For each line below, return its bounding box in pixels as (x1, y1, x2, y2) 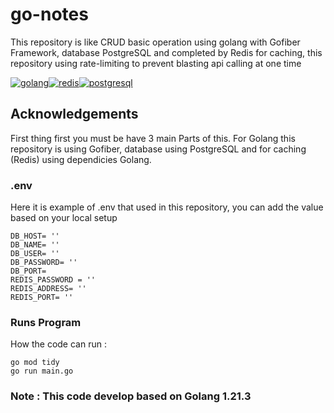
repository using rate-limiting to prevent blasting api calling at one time (10, 57, 302, 69)
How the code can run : (10, 338, 107, 350)
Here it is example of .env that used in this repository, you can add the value (10, 201, 324, 213)
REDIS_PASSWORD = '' (10, 275, 97, 285)
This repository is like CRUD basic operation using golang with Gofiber (10, 36, 301, 48)
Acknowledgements (10, 106, 139, 123)
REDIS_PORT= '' (10, 293, 74, 303)
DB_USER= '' (10, 249, 60, 259)
